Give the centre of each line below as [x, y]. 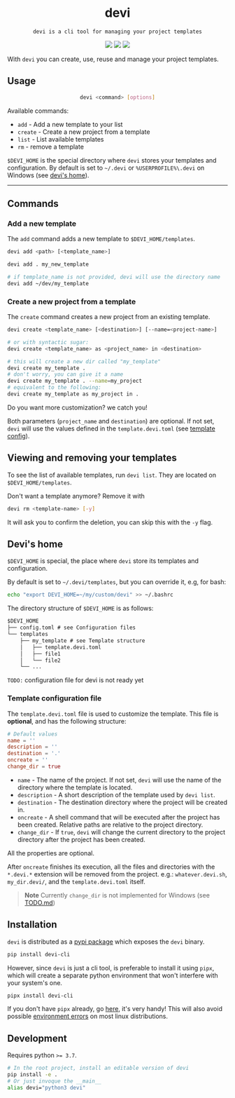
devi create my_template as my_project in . [73, 394]
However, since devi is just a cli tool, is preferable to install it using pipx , [111, 968]
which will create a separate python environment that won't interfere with [113, 975]
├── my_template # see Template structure [83, 640]
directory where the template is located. [75, 787]
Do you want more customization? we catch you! [78, 407]
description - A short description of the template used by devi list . [116, 794]
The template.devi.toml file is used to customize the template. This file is [113, 714]
